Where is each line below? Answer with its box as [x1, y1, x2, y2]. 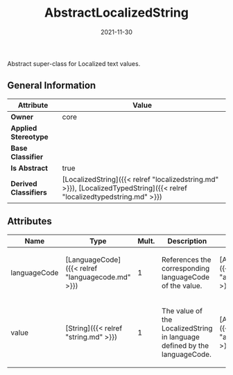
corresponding [162, 263, 210, 273]
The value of [162, 306, 203, 315]
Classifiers [10, 187, 47, 197]
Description [167, 236, 207, 246]
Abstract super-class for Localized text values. [7, 59, 141, 67]
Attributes [7, 215, 52, 227]
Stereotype [10, 132, 49, 142]
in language [162, 332, 200, 342]
